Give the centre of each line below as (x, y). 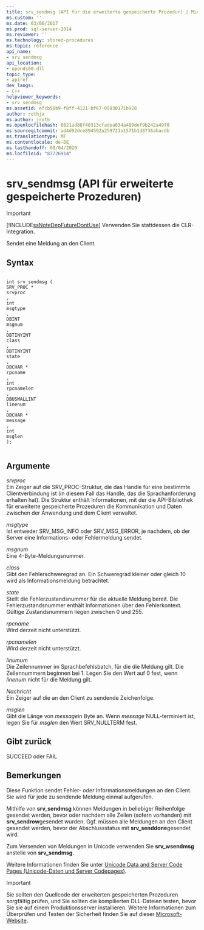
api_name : (19, 52)
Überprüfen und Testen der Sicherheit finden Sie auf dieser (80, 914)
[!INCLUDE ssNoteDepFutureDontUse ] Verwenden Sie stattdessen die (93, 225)
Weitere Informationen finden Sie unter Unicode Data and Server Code (94, 864)
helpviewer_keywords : (34, 97)
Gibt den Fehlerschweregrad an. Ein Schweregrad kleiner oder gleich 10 (96, 574)
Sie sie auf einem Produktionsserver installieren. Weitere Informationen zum (101, 907)
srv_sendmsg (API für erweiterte (90, 184)
